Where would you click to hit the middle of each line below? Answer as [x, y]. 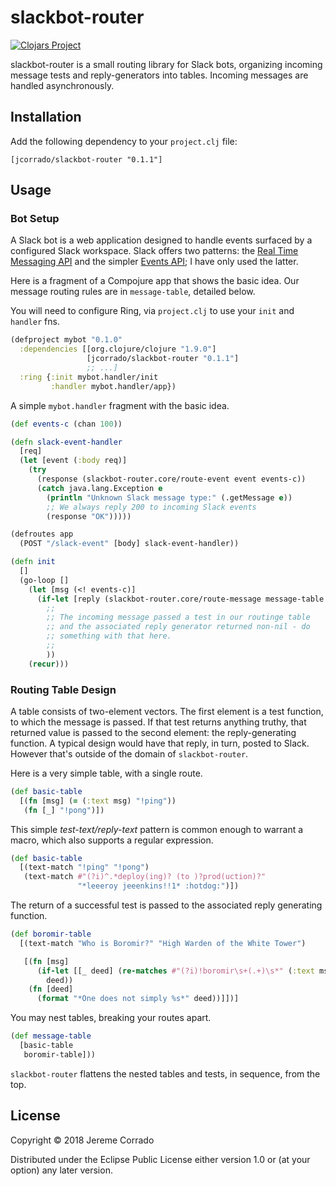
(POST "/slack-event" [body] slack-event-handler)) [129, 544]
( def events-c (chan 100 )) [66, 424]
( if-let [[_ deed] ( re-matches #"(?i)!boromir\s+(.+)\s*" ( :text [175, 971]
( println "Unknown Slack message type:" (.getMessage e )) [169, 497]
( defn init [33, 562]
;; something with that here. [109, 636]
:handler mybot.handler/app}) [113, 386]
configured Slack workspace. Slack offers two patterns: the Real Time [154, 251]
